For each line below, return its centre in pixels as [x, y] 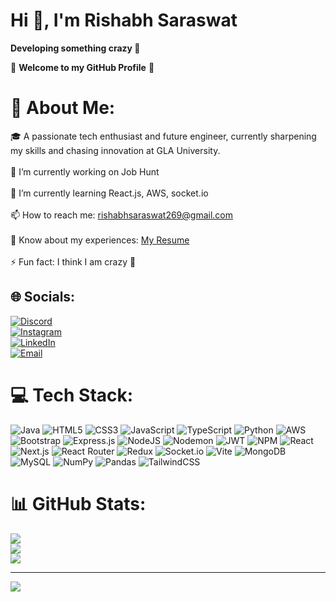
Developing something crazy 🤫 [75, 48]
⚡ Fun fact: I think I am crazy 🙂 [73, 261]
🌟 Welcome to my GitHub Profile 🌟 [82, 67]
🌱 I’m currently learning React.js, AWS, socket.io [109, 193]
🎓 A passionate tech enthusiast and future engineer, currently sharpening [163, 136]
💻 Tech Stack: [72, 395]
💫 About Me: [63, 108]
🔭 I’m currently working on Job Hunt [85, 171]
